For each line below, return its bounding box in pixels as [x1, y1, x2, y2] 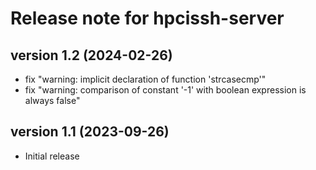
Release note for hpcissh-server [10, 7, 285, 30]
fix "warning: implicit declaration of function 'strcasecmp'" [24, 73, 267, 85]
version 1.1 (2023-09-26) [10, 123, 170, 141]
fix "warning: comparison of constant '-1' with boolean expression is [24, 84, 307, 96]
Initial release [24, 150, 80, 162]
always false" [24, 95, 81, 106]
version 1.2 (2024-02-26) [10, 47, 173, 64]
